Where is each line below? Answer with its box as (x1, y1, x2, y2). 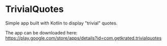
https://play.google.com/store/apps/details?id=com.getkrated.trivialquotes (5, 35, 162, 41)
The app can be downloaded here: (5, 29, 78, 35)
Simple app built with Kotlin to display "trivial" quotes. (5, 20, 118, 26)
